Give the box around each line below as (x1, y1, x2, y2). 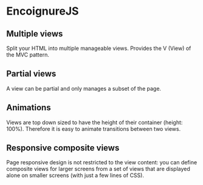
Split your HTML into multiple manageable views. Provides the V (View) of (6, 44, 191, 52)
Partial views (6, 69, 57, 79)
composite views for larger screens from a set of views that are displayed (6, 166, 190, 173)
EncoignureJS (6, 4, 79, 18)
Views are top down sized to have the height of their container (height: (6, 119, 183, 126)
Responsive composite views (6, 143, 120, 153)
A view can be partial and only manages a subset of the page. (6, 85, 162, 92)
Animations (6, 102, 51, 113)
